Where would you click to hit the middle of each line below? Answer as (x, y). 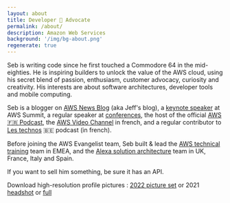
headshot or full (30, 192)
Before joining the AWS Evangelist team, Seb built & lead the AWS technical (114, 144)
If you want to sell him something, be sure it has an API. (85, 172)
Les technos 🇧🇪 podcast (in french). (59, 130)
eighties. (19, 72)
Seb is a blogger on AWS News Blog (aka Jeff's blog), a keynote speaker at (114, 108)
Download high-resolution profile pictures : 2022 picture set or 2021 (103, 185)
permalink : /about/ (35, 26)
